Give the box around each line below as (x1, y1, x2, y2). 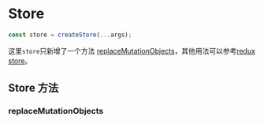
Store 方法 (8, 81, 59, 95)
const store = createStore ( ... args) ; (8, 31, 132, 39)
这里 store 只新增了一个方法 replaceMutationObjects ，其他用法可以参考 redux (8, 46, 256, 55)
